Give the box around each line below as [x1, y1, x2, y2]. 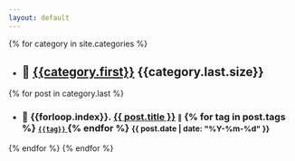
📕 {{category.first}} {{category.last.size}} [21, 64, 264, 80]
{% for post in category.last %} [8, 88, 124, 99]
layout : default [8, 13, 70, 23]
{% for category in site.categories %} [8, 38, 148, 49]
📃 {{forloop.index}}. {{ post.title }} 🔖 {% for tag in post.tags [21, 110, 286, 123]
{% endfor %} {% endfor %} [8, 142, 114, 154]
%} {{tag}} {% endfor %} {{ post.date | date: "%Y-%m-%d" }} [21, 122, 271, 135]
